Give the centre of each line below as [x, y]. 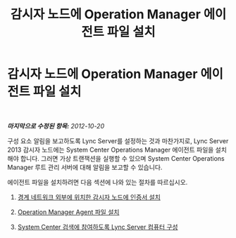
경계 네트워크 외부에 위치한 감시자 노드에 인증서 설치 [89, 197]
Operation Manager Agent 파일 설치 [68, 212]
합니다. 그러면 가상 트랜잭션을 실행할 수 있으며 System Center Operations [123, 158]
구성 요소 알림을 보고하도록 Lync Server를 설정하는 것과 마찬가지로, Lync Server [118, 140]
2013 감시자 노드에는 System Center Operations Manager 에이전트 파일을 [111, 150]
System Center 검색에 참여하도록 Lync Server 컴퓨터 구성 [98, 227]
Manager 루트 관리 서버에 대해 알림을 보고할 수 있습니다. [85, 167]
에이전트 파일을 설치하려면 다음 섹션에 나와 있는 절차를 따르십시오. [98, 182]
